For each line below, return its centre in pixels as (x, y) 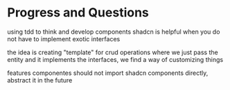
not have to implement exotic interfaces (64, 38)
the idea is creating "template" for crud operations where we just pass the (113, 52)
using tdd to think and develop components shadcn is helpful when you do (114, 32)
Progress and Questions (78, 13)
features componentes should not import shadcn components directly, (108, 73)
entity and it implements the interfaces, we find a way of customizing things (115, 59)
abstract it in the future (40, 80)
